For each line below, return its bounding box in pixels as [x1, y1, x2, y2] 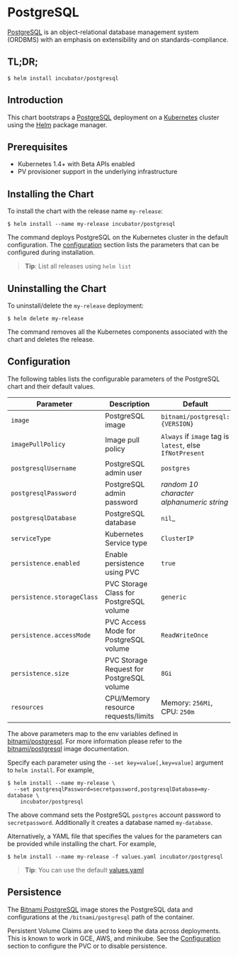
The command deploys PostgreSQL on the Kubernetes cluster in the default [7, 233, 229, 242]
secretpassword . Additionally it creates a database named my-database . [7, 818, 213, 826]
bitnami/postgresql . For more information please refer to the [7, 737, 183, 745]
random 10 [161, 479, 198, 489]
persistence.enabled [11, 559, 80, 567]
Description [109, 399, 150, 409]
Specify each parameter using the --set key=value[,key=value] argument [7, 758, 224, 767]
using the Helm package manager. [7, 120, 108, 129]
